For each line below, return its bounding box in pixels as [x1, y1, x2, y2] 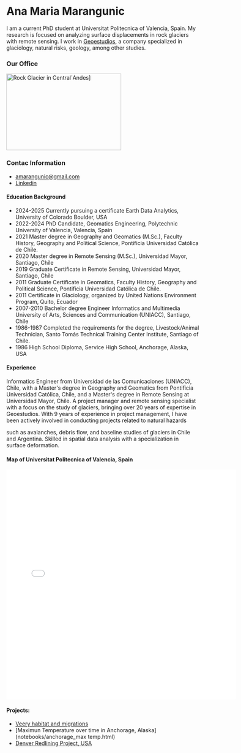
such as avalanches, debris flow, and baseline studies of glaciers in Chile [6, 428, 191, 436]
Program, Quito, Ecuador [15, 298, 78, 305]
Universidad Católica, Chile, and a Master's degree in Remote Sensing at [6, 390, 190, 398]
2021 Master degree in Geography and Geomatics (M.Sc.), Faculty [15, 233, 182, 240]
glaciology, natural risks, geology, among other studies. [6, 44, 146, 51]
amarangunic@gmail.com [15, 173, 80, 180]
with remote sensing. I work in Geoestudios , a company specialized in [6, 37, 182, 45]
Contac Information [6, 159, 66, 167]
